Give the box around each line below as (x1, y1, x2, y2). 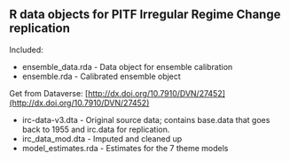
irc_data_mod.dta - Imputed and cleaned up (21, 133, 183, 144)
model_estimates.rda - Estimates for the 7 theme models (21, 142, 229, 153)
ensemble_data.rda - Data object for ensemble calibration (21, 61, 233, 72)
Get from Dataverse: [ (9, 88, 89, 98)
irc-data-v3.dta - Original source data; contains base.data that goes (21, 114, 270, 125)
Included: (9, 44, 44, 55)
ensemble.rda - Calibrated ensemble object (21, 71, 182, 81)
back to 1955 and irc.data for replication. (21, 124, 170, 134)
